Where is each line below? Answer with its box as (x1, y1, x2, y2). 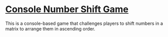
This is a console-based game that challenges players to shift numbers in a (5, 20, 163, 26)
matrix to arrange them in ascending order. (5, 25, 95, 31)
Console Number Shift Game (5, 4, 129, 15)
